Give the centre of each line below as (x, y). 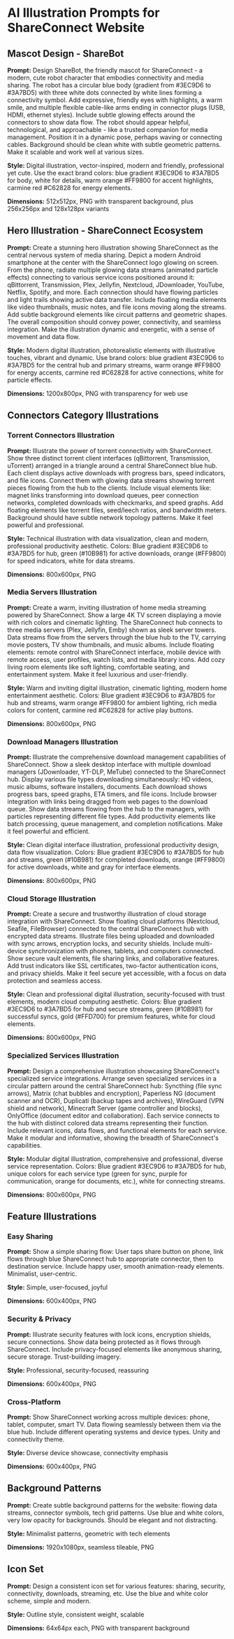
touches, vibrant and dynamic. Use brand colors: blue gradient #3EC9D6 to (116, 357)
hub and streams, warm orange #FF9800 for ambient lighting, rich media (112, 702)
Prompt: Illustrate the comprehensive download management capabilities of (117, 757)
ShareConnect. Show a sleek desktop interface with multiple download (109, 765)
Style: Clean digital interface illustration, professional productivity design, (113, 845)
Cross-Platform (34, 1401)
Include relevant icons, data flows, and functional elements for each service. (117, 1130)
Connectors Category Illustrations (83, 416)
